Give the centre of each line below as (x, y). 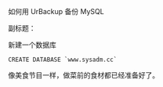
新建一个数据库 (32, 45)
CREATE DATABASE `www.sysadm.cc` (63, 60)
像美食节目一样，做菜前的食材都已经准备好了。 (83, 75)
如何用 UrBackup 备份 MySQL (56, 11)
